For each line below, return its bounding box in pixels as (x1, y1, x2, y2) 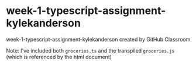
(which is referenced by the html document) (6, 53, 112, 60)
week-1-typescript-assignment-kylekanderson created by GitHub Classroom (6, 36, 191, 43)
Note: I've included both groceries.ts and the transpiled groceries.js (6, 47, 175, 54)
